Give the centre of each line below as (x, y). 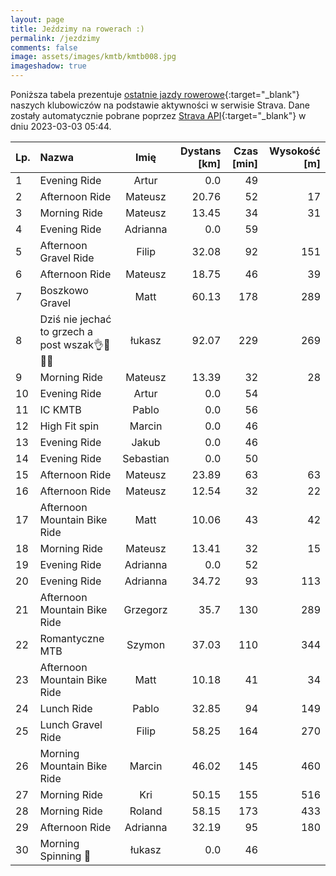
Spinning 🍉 (65, 856)
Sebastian (146, 458)
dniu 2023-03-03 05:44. (61, 126)
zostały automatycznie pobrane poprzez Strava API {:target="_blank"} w (158, 115)
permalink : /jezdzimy (55, 38)
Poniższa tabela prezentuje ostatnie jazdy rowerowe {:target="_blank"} (155, 94)
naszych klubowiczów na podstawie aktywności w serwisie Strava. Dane (160, 105)
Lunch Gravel (71, 724)
